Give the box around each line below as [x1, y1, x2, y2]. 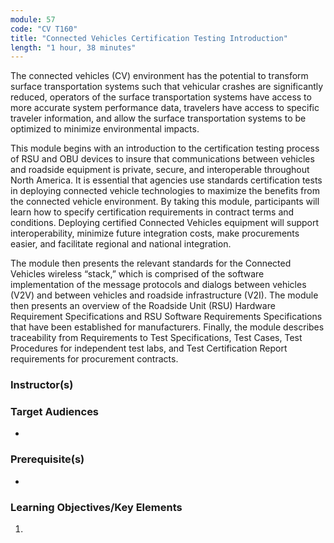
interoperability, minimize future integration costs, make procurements [10, 227, 300, 240]
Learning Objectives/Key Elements [10, 500, 183, 514]
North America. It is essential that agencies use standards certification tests [10, 174, 323, 186]
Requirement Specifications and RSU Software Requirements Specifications [10, 311, 323, 323]
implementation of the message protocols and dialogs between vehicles [10, 279, 307, 291]
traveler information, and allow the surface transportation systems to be [10, 112, 307, 125]
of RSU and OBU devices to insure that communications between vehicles [10, 153, 315, 165]
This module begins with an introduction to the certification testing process [10, 142, 320, 155]
